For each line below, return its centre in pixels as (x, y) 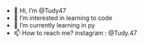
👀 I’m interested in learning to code (63, 18)
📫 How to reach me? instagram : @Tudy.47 (75, 33)
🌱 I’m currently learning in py (54, 25)
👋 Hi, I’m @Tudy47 (40, 11)
